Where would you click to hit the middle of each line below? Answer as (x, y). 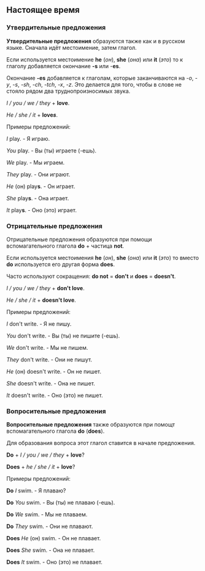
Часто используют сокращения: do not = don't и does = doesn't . (91, 276)
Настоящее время (43, 10)
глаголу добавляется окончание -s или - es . (64, 66)
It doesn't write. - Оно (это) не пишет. (55, 395)
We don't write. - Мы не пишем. (47, 347)
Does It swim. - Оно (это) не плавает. (55, 562)
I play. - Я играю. (28, 138)
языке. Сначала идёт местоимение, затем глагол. (72, 47)
